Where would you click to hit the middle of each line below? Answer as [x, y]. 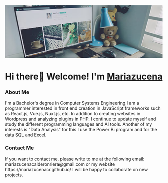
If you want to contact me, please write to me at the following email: [75, 159]
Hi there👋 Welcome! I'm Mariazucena [84, 77]
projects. [14, 175]
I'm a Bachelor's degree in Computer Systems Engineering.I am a [72, 103]
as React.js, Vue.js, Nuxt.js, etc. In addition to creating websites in [73, 114]
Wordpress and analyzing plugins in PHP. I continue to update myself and [81, 119]
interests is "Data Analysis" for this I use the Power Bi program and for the [81, 130]
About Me [17, 92]
